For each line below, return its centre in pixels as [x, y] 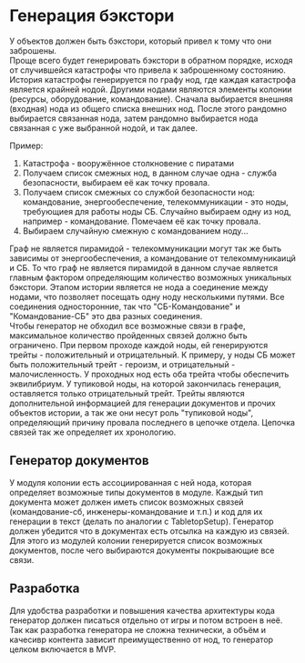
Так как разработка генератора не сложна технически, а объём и [138, 629]
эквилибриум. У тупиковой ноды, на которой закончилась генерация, [145, 384]
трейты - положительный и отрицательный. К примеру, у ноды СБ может [152, 355]
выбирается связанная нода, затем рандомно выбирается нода [134, 118]
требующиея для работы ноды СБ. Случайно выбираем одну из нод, [157, 211]
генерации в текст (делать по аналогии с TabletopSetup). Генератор [142, 521]
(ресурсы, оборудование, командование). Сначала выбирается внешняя [152, 99]
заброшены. [33, 50]
